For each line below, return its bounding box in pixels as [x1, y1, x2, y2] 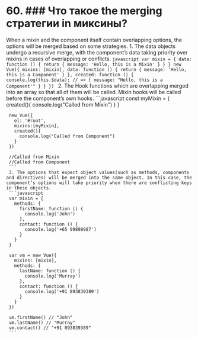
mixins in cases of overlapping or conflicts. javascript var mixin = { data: [6, 55, 193, 62]
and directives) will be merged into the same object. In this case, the [6, 175, 193, 181]
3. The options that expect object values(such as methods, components [8, 169, 190, 175]
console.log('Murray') [24, 273, 81, 279]
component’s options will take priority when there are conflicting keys [6, 179, 193, 186]
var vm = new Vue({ [8, 252, 58, 258]
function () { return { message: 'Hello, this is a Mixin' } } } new [6, 61, 182, 67]
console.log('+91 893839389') [24, 288, 100, 294]
